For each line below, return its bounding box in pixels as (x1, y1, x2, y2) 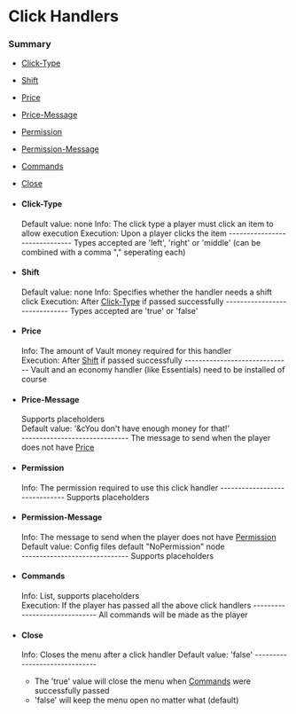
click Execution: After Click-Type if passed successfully (20, 295, 224, 307)
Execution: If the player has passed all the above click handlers (20, 600, 252, 610)
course (20, 374, 48, 385)
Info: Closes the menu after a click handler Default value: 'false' (20, 649, 253, 660)
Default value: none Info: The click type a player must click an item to (20, 218, 274, 229)
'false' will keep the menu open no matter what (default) (34, 694, 239, 706)
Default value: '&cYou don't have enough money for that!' (20, 423, 230, 434)
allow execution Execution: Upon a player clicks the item (20, 228, 227, 239)
